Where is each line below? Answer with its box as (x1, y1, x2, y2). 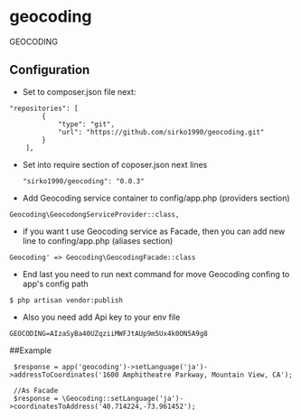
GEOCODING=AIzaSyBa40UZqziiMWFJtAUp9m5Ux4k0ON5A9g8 (9, 329, 208, 338)
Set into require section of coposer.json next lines (22, 159, 208, 170)
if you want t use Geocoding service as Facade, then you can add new (22, 226, 286, 237)
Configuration (9, 62, 90, 78)
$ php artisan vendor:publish (9, 295, 124, 304)
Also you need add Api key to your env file (22, 312, 181, 322)
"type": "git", (57, 119, 116, 128)
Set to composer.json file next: (22, 86, 136, 97)
